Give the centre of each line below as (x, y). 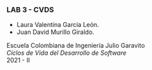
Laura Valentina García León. (58, 25)
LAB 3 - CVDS (30, 10)
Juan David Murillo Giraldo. (55, 32)
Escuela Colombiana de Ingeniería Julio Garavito (76, 46)
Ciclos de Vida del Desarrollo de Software (67, 53)
